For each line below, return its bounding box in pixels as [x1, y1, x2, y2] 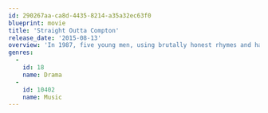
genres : [8, 49, 34, 56]
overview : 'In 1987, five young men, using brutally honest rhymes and [8, 41, 251, 49]
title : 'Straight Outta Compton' [8, 26, 120, 34]
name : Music [22, 93, 62, 101]
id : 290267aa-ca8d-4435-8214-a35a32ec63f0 [8, 11, 152, 20]
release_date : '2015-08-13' [8, 33, 102, 42]
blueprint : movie [8, 19, 66, 27]
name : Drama [22, 71, 62, 79]
